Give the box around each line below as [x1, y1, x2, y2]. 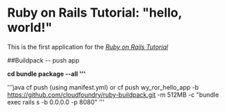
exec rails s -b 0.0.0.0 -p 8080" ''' [7, 97, 105, 106]
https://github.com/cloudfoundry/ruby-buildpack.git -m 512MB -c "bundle [7, 90, 220, 99]
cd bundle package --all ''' [7, 70, 86, 78]
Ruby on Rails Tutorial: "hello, [7, 5, 183, 21]
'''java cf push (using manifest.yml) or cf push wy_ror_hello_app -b [7, 83, 199, 91]
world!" [7, 19, 52, 35]
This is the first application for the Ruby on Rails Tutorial [7, 42, 169, 51]
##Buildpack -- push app [7, 56, 80, 64]
